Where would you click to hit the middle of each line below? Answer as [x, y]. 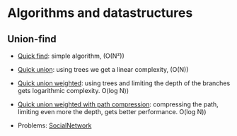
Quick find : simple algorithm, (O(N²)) [71, 56]
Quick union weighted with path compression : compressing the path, [118, 104]
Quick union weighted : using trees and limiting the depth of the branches [124, 83]
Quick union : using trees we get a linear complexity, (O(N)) [103, 69]
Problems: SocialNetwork [54, 125]
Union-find [32, 39]
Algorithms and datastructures [100, 13]
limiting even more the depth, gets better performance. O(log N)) [112, 112]
